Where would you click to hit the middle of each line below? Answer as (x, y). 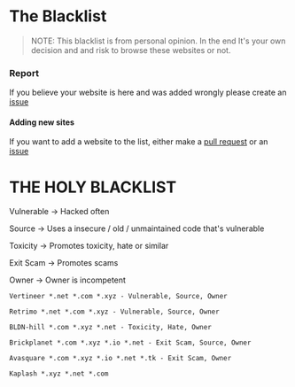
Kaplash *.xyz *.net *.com (59, 374)
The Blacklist (58, 16)
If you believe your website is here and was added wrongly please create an (148, 93)
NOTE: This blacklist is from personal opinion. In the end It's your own (158, 41)
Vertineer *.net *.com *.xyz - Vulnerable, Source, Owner (118, 297)
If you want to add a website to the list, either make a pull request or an (139, 142)
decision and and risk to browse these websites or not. (131, 50)
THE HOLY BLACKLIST (93, 187)
